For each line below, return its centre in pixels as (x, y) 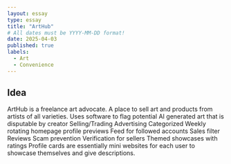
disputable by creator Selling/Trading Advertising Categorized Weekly (107, 124)
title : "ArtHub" (30, 26)
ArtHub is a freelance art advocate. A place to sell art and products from (110, 109)
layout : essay (28, 13)
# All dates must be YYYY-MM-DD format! (66, 33)
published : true (30, 45)
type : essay (24, 20)
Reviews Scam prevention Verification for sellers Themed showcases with (112, 139)
